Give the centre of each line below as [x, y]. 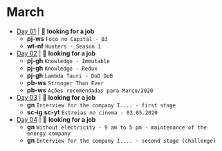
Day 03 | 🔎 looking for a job [56, 97]
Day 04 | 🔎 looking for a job [56, 119]
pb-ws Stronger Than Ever [65, 82]
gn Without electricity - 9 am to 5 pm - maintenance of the [117, 127]
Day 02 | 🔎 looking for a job [56, 53]
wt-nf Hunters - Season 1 [64, 46]
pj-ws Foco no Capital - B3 [67, 38]
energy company [48, 133]
